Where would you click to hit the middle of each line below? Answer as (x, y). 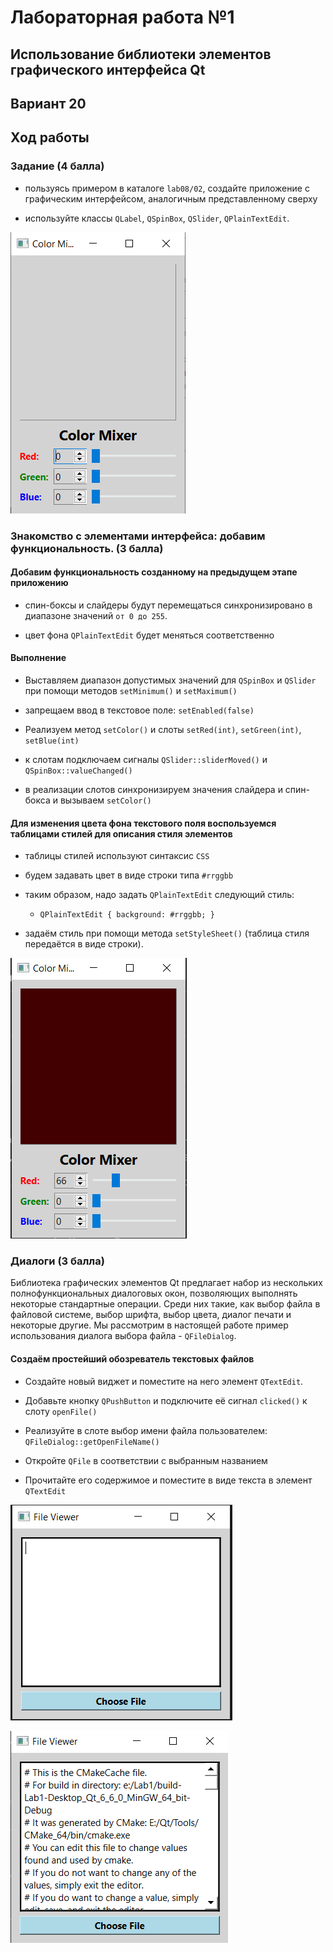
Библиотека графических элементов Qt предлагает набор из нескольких (166, 1283)
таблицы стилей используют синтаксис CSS (117, 856)
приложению (39, 583)
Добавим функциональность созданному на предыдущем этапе (154, 572)
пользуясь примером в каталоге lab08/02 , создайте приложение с (167, 188)
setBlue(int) (52, 741)
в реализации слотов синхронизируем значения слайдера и (153, 789)
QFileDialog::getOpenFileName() (92, 1442)
